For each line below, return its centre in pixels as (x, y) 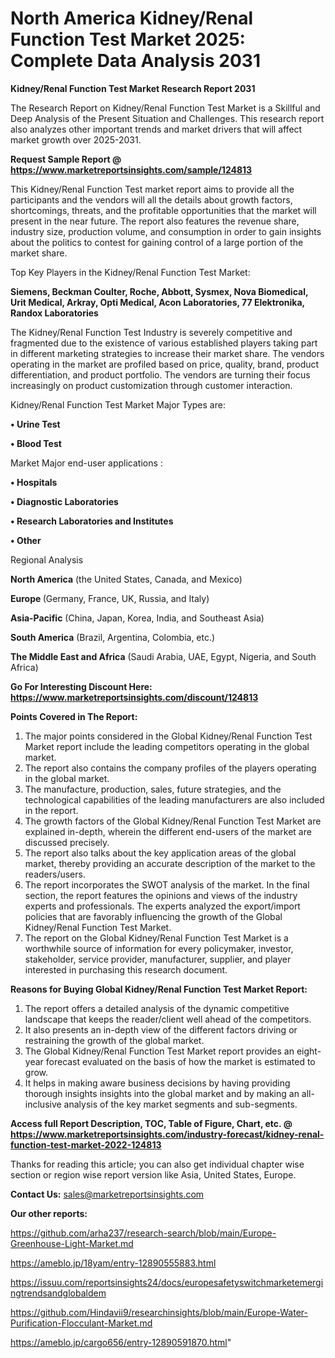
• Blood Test (36, 443)
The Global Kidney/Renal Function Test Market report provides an (159, 1051)
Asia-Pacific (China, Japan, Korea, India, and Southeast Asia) (137, 618)
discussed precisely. (67, 842)
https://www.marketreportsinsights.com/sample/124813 (131, 169)
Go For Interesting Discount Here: (81, 686)
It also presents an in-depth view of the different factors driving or (161, 1029)
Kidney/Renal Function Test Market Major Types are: (118, 404)
